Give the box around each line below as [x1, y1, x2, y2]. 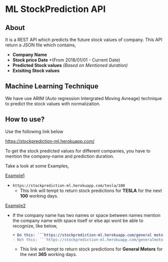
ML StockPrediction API [5, 3, 106, 15]
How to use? [5, 115, 45, 123]
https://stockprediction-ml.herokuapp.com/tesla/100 [12, 183, 125, 188]
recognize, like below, [12, 222, 58, 228]
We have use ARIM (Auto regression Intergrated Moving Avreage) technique [5, 95, 162, 101]
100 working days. [20, 192, 59, 198]
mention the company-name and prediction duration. [5, 153, 114, 159]
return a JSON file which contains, [5, 42, 76, 48]
